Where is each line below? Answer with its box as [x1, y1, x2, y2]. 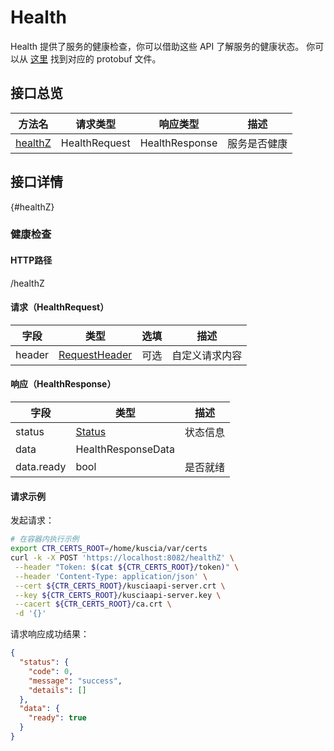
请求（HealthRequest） [10, 301, 110, 313]
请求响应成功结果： [10, 628, 90, 640]
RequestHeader [58, 347, 133, 361]
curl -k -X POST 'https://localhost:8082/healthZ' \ [10, 553, 235, 563]
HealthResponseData [75, 442, 175, 456]
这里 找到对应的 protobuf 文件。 [29, 52, 162, 65]
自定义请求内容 [171, 348, 243, 362]
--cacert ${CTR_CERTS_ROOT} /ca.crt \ [14, 599, 172, 610]
